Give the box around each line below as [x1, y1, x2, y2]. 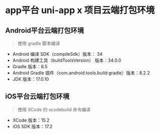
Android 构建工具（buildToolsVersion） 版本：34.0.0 [12, 57, 122, 63]
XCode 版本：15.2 [12, 117, 50, 123]
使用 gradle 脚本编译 [17, 41, 60, 46]
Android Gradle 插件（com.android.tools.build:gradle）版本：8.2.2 [12, 70, 150, 76]
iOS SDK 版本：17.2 [12, 123, 53, 129]
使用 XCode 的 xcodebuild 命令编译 [17, 106, 91, 112]
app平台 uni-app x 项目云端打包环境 [5, 5, 155, 16]
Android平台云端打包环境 [5, 26, 84, 35]
